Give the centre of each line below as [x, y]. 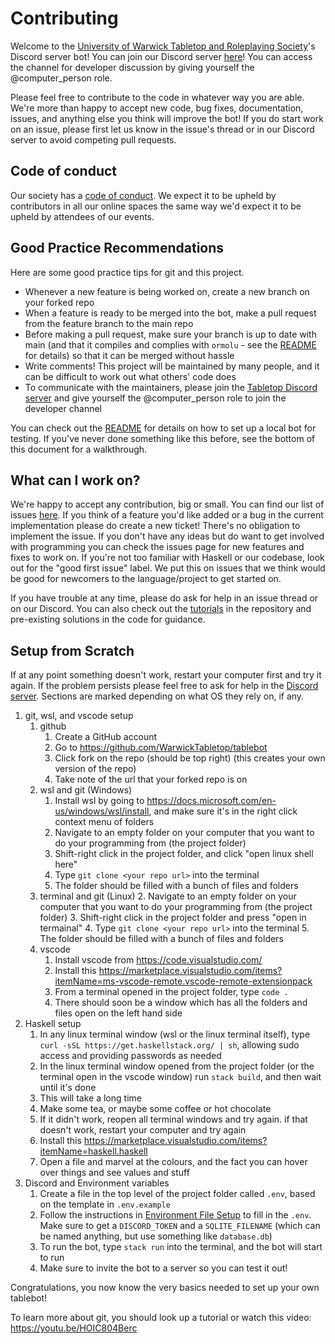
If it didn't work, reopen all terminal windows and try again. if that [173, 1119]
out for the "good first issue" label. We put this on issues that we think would [168, 568]
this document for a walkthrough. [79, 449]
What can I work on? [75, 480]
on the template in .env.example [105, 1204]
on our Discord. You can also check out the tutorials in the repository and [161, 609]
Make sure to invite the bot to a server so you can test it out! [163, 1268]
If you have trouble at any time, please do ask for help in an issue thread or [164, 598]
